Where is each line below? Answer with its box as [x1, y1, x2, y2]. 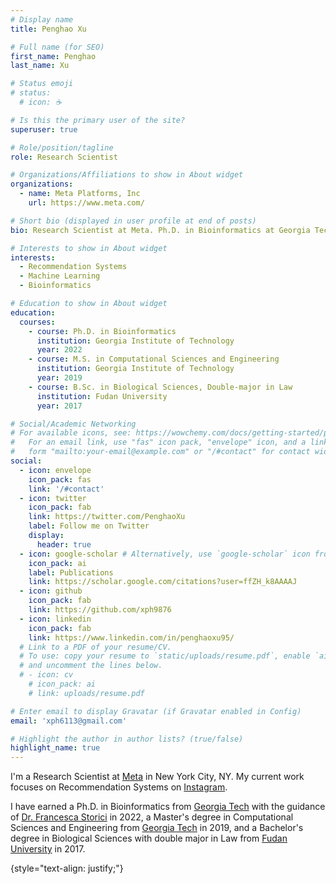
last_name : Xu [10, 61, 70, 71]
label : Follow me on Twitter [28, 521, 150, 531]
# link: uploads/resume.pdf [28, 688, 145, 698]
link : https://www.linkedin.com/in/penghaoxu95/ [28, 632, 235, 643]
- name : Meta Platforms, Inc [19, 189, 141, 199]
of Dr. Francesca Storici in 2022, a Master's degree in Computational [10, 811, 294, 823]
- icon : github [19, 586, 83, 596]
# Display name [10, 14, 74, 25]
